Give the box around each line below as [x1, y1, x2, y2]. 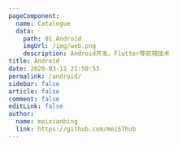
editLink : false [8, 102, 63, 110]
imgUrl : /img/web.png [23, 42, 96, 50]
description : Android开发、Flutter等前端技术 [23, 49, 171, 58]
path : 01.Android [23, 34, 82, 43]
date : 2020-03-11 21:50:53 [8, 65, 100, 73]
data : [15, 27, 35, 35]
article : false [8, 87, 60, 96]
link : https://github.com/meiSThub [15, 125, 137, 133]
